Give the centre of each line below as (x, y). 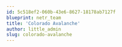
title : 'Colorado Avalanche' (43, 23)
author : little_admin (34, 29)
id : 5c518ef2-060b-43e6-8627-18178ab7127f (61, 12)
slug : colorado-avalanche (39, 35)
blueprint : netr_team (34, 18)
